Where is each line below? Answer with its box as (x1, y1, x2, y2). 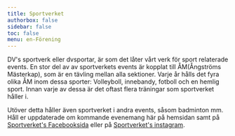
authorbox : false (7, 17, 58, 24)
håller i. (7, 92, 29, 101)
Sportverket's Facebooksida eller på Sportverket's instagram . (7, 121, 185, 129)
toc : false (7, 29, 39, 37)
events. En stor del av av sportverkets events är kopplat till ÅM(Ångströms (7, 63, 222, 71)
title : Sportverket (7, 10, 65, 17)
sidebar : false (7, 23, 52, 30)
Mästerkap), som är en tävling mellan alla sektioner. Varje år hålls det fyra (7, 70, 220, 79)
